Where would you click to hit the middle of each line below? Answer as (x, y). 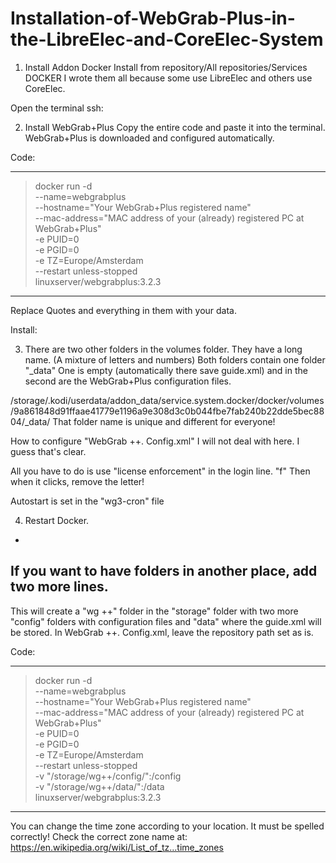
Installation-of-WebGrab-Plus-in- (153, 18)
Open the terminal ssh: (57, 108)
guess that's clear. (48, 451)
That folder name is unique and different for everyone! (164, 421)
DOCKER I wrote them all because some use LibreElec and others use (168, 78)
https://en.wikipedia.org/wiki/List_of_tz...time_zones (117, 847)
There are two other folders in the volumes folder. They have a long (163, 349)
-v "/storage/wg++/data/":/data (99, 786)
